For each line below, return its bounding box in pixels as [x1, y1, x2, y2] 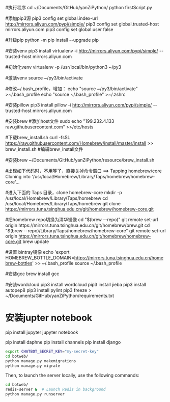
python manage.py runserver [5, 392, 65, 397]
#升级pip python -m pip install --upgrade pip [5, 37, 99, 43]
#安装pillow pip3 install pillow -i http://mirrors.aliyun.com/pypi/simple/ [5, 102, 152, 108]
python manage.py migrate [5, 363, 60, 368]
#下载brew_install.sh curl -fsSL [5, 135, 70, 140]
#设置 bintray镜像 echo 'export [5, 249, 70, 255]
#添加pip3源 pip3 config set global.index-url [5, 15, 98, 21]
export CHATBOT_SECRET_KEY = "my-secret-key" [5, 349, 99, 354]
